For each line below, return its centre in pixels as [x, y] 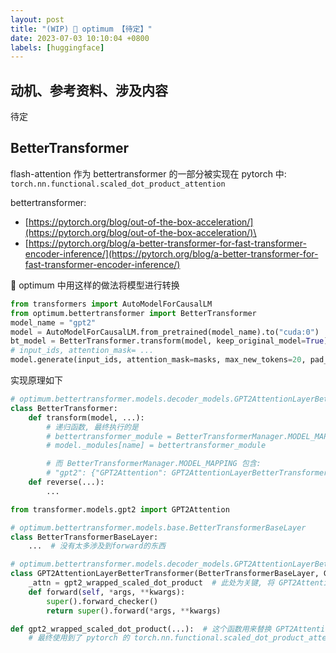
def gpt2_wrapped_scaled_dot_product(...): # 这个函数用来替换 [141, 629]
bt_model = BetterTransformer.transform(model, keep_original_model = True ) [169, 341]
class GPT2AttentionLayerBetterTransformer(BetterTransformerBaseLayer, [165, 574]
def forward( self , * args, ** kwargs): [107, 592]
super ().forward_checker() [102, 601]
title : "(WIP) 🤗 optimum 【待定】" [81, 29]
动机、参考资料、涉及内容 [89, 90]
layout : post [37, 19]
